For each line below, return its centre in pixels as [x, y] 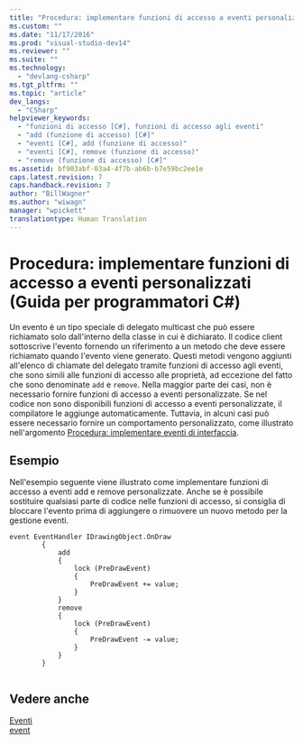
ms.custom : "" [36, 26]
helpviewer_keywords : [50, 118]
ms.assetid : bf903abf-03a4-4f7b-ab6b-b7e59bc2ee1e [106, 169]
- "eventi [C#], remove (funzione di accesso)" [109, 152]
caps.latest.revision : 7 [56, 177]
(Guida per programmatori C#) [125, 302]
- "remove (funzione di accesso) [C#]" [92, 160]
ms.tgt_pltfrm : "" [44, 85]
